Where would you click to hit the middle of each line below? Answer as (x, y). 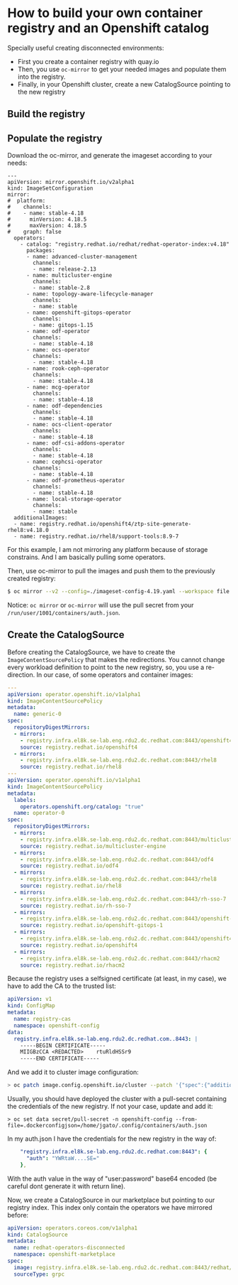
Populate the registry (55, 138)
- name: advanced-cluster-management (82, 257)
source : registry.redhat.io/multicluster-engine (93, 846)
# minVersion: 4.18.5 (47, 219)
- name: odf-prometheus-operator (75, 481)
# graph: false (34, 232)
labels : (25, 800)
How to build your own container (105, 13)
